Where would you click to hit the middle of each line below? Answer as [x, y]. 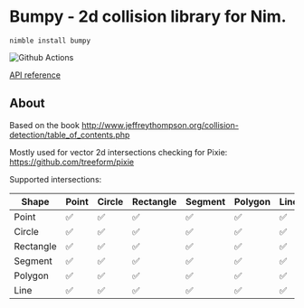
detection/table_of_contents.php [70, 135]
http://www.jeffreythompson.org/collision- [160, 125]
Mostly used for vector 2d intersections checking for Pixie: [119, 152]
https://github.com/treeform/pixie [72, 162]
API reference [35, 75]
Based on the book [44, 125]
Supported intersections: [56, 179]
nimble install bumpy [50, 41]
